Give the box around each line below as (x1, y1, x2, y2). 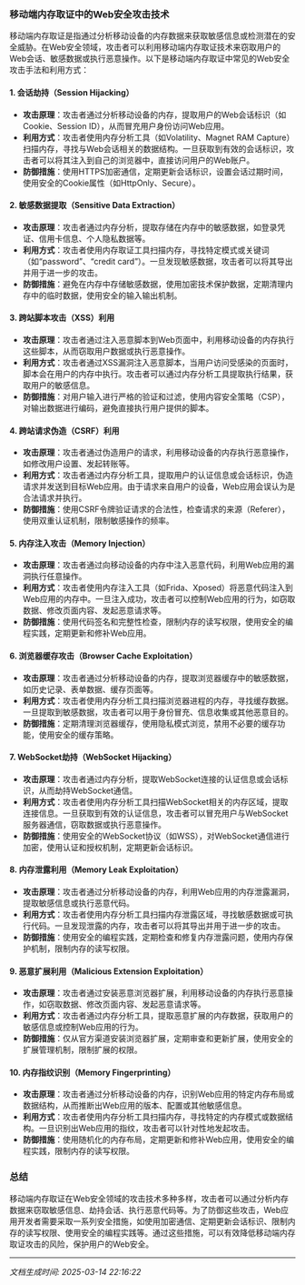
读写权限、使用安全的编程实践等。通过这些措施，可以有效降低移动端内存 (25, 1227, 296, 1238)
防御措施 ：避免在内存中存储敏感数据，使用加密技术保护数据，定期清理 (22, 278, 286, 289)
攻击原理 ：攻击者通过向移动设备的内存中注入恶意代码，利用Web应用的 (22, 559, 287, 570)
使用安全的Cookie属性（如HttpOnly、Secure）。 (22, 177, 202, 188)
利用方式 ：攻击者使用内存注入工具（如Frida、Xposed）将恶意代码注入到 (22, 582, 293, 593)
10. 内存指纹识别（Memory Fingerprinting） (9, 1067, 176, 1078)
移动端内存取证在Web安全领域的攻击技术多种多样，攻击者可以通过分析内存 (9, 1193, 289, 1204)
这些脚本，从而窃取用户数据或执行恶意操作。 (22, 346, 191, 356)
